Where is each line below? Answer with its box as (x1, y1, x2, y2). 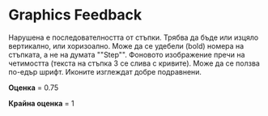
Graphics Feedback (8, 6, 143, 24)
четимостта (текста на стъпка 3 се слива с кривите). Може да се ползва (8, 58, 261, 68)
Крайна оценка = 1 (8, 98, 74, 108)
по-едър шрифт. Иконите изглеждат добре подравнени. (8, 67, 202, 76)
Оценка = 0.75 (8, 83, 59, 92)
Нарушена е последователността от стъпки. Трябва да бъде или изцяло (8, 32, 259, 42)
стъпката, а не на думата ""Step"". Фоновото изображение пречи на (8, 49, 245, 59)
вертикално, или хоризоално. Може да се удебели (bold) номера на (8, 41, 245, 50)
